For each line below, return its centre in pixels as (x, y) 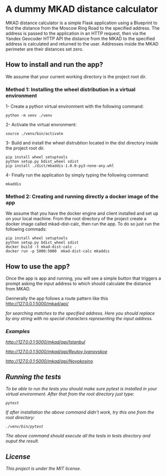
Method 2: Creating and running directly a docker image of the (82, 196)
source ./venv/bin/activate (35, 134)
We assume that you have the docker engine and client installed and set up (82, 213)
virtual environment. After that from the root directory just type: (70, 394)
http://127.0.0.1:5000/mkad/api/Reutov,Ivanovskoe (57, 352)
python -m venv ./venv (29, 116)
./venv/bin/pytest (24, 427)
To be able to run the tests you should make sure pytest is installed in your (82, 389)
